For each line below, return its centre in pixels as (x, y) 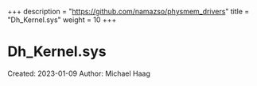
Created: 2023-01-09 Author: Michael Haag (79, 73)
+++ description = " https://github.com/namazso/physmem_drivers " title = (128, 11)
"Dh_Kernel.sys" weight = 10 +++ (62, 20)
